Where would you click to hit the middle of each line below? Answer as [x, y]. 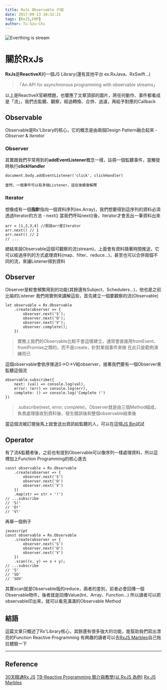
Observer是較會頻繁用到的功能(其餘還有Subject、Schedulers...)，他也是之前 [83, 290]
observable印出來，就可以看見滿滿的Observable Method [63, 601]
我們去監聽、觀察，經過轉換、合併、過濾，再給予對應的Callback [90, 101]
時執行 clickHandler [25, 166]
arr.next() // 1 [22, 230]
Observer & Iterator [25, 136]
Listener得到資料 [48, 261]
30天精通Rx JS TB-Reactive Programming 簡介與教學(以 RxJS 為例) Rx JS [81, 677]
